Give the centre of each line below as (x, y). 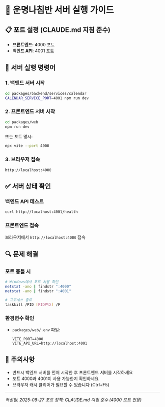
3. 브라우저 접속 (23, 159)
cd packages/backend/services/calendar (46, 93)
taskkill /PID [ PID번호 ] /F (33, 305)
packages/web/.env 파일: (36, 329)
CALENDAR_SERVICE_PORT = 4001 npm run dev (47, 98)
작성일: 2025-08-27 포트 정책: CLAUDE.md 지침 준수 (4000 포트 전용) (73, 400)
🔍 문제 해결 (22, 254)
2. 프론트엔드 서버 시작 (30, 112)
